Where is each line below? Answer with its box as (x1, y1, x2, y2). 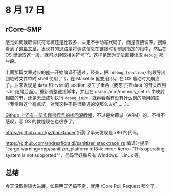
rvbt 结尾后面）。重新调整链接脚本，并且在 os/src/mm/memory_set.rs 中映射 (5, 89, 165, 94)
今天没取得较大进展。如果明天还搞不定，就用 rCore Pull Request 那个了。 (5, 183, 160, 189)
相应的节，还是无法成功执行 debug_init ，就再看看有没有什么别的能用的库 (5, 95, 160, 101)
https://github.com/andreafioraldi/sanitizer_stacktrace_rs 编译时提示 (5, 140, 149, 146)
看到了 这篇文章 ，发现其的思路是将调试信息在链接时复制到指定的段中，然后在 (5, 46, 167, 51)
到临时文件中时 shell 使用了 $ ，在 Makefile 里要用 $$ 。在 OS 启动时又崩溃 (5, 76, 160, 81)
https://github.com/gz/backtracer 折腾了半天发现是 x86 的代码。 (5, 130, 142, 135)
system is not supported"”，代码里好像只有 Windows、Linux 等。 (5, 152, 143, 158)
